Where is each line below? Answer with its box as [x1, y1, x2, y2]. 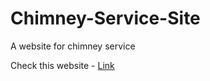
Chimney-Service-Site [10, 7, 201, 30]
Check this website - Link [10, 59, 115, 71]
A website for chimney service [10, 40, 136, 52]
